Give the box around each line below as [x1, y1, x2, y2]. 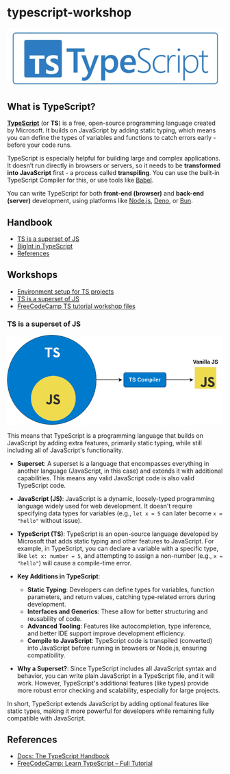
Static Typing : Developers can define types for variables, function [27, 585, 214, 594]
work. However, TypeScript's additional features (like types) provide [16, 679, 209, 687]
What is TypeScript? [7, 101, 96, 113]
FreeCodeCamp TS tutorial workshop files [16, 302, 136, 310]
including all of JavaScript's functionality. [7, 446, 124, 454]
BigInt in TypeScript [16, 242, 73, 250]
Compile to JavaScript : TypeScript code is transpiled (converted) [27, 636, 213, 644]
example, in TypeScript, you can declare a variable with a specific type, [16, 544, 219, 552]
